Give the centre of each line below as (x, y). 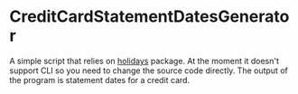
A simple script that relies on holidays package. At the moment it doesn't (144, 61)
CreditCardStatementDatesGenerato (149, 17)
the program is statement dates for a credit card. (100, 80)
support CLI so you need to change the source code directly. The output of (149, 70)
